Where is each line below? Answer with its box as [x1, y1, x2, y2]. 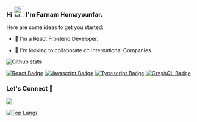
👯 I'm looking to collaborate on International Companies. [14, 47, 153, 54]
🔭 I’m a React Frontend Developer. [14, 36, 99, 43]
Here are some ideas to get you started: [6, 24, 104, 31]
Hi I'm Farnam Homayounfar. [6, 10, 103, 18]
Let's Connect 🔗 [6, 85, 54, 93]
